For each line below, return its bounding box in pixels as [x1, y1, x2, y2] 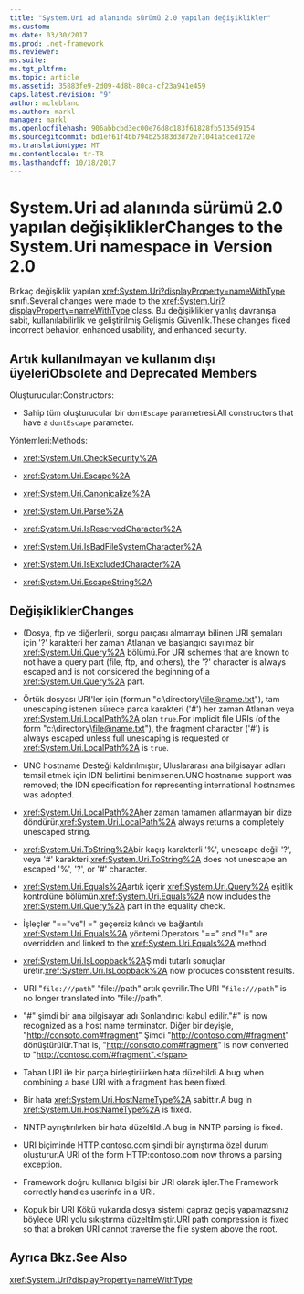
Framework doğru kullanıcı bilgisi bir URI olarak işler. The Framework [22, 1177, 278, 1188]
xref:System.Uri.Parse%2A [22, 506, 124, 517]
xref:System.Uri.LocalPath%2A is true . [22, 743, 169, 754]
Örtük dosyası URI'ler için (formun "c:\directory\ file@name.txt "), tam [22, 694, 280, 705]
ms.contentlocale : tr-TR [9, 149, 104, 158]
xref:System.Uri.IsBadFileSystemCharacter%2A [22, 541, 203, 552]
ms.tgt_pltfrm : [9, 65, 68, 74]
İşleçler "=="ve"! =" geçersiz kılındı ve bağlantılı [22, 918, 204, 929]
